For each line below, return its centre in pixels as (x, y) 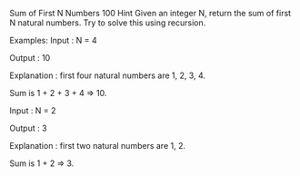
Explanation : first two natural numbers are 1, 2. (98, 146)
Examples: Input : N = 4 (53, 40)
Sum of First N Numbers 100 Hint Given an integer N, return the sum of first (150, 13)
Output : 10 (30, 58)
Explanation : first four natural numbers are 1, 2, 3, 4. (108, 75)
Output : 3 (28, 128)
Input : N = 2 (33, 111)
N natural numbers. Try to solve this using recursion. (108, 23)
